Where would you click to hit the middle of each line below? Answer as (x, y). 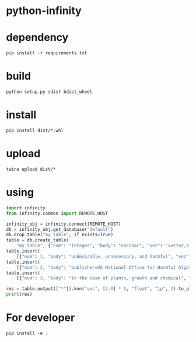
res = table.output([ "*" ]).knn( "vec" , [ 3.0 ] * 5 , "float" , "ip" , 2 (90, 289)
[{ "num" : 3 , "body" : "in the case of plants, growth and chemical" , (101, 278)
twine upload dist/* (31, 169)
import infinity (26, 208)
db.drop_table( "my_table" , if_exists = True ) (60, 235)
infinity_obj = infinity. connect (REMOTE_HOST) (64, 224)
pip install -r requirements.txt (47, 53)
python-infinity (44, 11)
